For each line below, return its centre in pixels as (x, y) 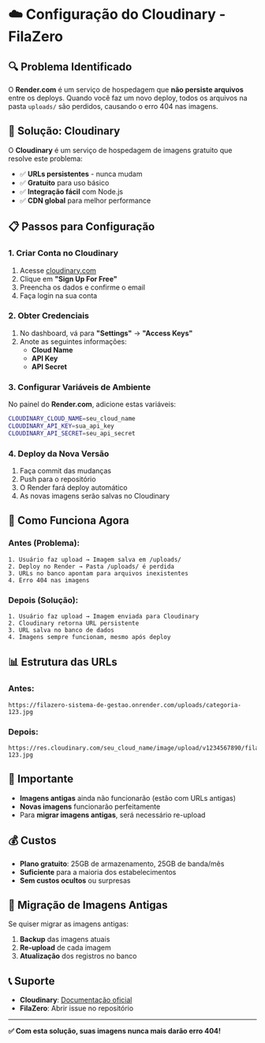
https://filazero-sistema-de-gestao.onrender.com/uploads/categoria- (125, 705)
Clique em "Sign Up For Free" (68, 279)
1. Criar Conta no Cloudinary (63, 253)
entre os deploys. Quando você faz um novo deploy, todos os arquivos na (128, 98)
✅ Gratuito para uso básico (64, 182)
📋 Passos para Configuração (82, 227)
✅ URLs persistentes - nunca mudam (81, 174)
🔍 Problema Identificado (70, 67)
